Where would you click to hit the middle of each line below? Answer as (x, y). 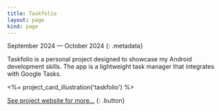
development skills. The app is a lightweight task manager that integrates (111, 67)
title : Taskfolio (32, 13)
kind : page (23, 26)
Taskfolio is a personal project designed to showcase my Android (100, 59)
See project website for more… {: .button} (66, 101)
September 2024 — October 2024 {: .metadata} (75, 46)
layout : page (26, 20)
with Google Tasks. (34, 74)
